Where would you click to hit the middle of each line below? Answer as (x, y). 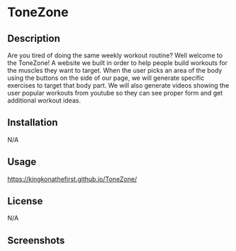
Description (34, 39)
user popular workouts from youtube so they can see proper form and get (115, 93)
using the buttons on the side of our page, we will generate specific (106, 78)
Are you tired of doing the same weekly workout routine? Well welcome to (115, 55)
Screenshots (36, 240)
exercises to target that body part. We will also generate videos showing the (118, 85)
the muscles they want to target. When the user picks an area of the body (115, 70)
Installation (33, 123)
